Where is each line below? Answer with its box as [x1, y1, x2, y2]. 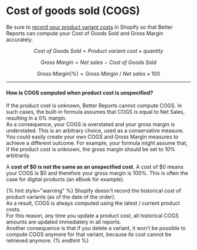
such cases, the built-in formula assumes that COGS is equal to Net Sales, [6, 109, 185, 116]
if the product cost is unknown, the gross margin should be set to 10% [6, 146, 176, 153]
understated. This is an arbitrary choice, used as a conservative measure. [6, 127, 184, 134]
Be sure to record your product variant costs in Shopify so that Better [6, 23, 173, 31]
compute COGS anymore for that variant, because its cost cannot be [6, 231, 172, 238]
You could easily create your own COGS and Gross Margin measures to [6, 133, 179, 140]
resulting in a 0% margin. [6, 114, 67, 121]
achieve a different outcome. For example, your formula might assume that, [6, 140, 188, 147]
